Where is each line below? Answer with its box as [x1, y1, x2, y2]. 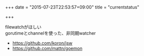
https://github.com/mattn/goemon [12, 46, 83, 51]
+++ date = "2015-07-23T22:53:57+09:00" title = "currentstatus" [5, 4, 140, 10]
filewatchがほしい [5, 24, 41, 30]
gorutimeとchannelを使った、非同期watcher [5, 30, 96, 36]
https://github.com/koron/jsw [12, 40, 73, 46]
